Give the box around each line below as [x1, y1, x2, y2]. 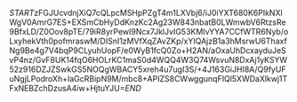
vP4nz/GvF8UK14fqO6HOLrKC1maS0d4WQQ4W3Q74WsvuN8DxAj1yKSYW [9, 55, 288, 65]
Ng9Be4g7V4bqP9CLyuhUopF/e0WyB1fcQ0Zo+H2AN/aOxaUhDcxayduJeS [9, 45, 286, 56]
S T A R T [9, 8, 35, 18]
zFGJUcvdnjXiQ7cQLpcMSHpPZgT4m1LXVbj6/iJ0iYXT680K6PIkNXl [34, 8, 283, 18]
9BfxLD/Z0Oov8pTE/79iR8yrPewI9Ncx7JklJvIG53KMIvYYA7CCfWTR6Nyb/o [9, 27, 289, 36]
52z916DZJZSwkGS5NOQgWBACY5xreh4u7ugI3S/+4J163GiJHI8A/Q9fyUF [9, 64, 286, 75]
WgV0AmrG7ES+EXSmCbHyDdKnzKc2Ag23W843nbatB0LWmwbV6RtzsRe [9, 17, 286, 27]
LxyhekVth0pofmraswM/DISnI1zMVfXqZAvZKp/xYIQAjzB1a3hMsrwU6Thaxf [9, 35, 287, 46]
